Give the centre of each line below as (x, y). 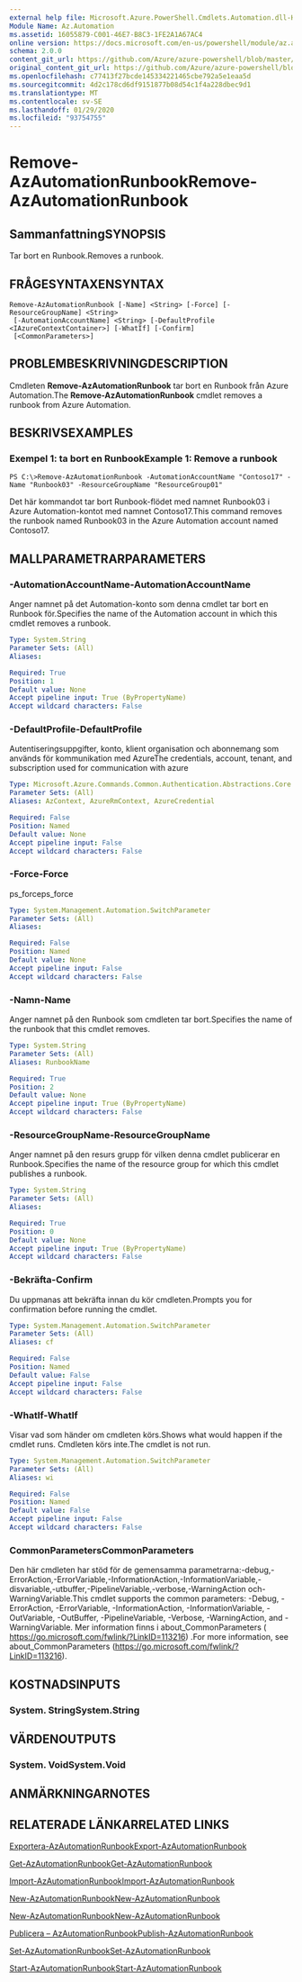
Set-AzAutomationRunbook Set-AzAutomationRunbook (110, 1951)
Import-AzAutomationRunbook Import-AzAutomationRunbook (122, 1881)
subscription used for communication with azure (99, 768)
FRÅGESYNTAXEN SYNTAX (87, 284)
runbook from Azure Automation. (70, 404)
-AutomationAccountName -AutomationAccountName (130, 584)
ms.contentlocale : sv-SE (56, 101)
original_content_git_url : (60, 68)
